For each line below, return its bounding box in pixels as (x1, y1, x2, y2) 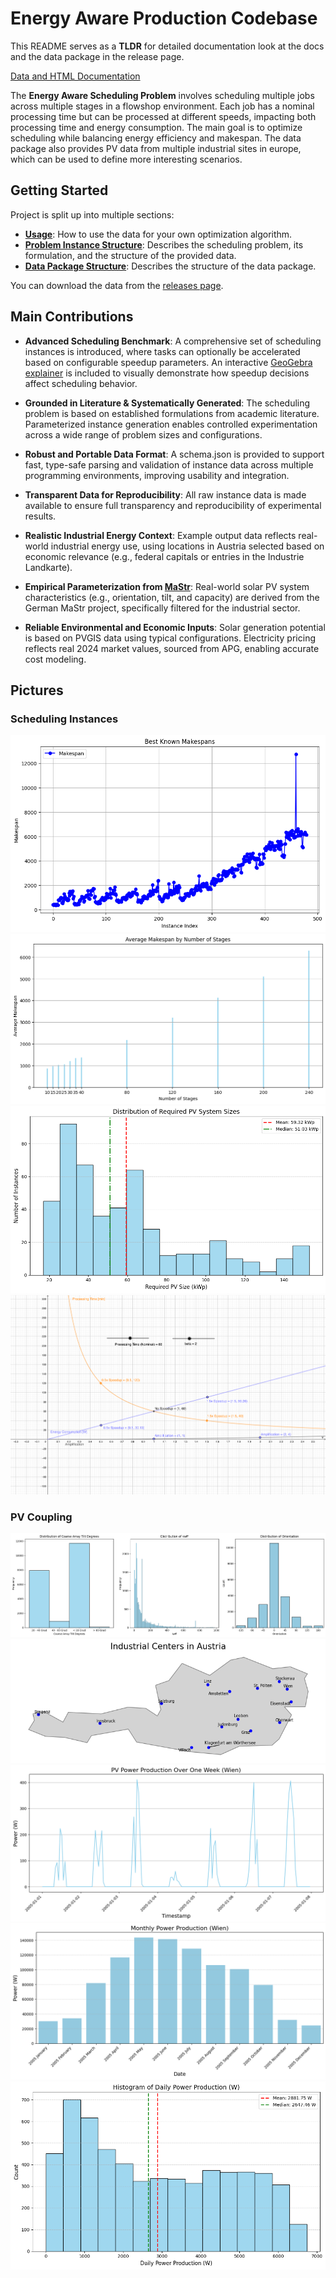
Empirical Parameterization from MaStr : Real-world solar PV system (24, 580, 310, 592)
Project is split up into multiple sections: (10, 208, 175, 221)
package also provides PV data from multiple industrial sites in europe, (10, 142, 302, 154)
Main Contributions (10, 308, 134, 326)
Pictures (10, 682, 64, 699)
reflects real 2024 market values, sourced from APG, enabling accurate (24, 642, 320, 654)
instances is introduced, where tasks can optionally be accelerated (24, 345, 301, 357)
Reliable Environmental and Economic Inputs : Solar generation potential (24, 621, 326, 633)
